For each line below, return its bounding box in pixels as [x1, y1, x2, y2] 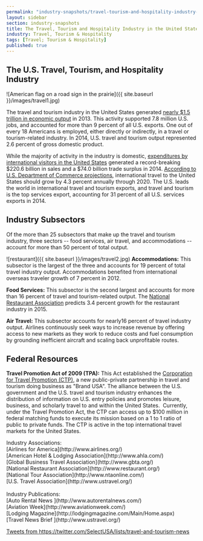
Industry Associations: [6, 439, 62, 447]
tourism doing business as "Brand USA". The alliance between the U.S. [6, 383, 182, 390]
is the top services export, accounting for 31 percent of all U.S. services [6, 191, 185, 198]
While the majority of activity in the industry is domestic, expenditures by [6, 152, 188, 159]
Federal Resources [6, 354, 79, 364]
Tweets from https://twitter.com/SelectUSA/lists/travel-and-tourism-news [6, 528, 190, 535]
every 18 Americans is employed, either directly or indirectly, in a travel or [6, 127, 189, 135]
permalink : [6, 8, 34, 15]
